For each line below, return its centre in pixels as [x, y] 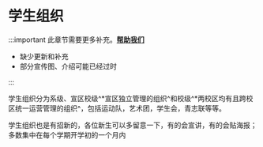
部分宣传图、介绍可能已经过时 [68, 66]
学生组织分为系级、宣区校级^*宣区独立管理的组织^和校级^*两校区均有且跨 [127, 98]
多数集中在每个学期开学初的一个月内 [67, 134]
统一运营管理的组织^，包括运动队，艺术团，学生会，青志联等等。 [120, 108]
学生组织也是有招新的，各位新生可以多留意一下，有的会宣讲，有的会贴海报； [133, 125]
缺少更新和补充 [44, 56]
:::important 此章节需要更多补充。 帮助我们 [76, 40]
